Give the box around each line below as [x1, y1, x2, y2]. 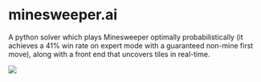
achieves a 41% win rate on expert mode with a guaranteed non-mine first [8, 40, 254, 50]
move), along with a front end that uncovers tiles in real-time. [8, 49, 210, 59]
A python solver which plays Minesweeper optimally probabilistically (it [8, 32, 243, 42]
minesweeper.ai [8, 6, 118, 24]
